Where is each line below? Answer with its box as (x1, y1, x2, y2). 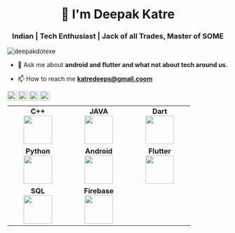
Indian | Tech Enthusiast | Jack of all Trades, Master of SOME (11, 31, 224, 41)
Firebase (83, 186, 114, 196)
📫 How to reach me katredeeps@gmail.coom (17, 75, 153, 83)
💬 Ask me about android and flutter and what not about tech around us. (17, 61, 228, 69)
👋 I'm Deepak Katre (60, 6, 175, 22)
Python (25, 146, 51, 156)
